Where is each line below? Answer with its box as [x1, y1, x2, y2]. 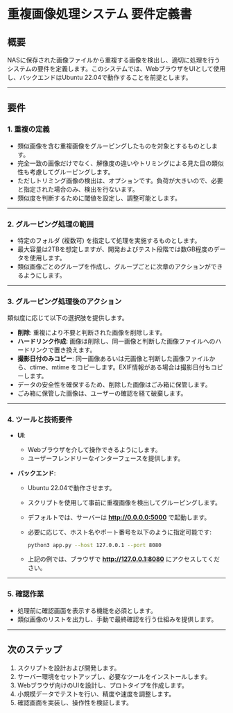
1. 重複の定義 [7, 124, 50, 134]
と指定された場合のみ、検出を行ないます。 [17, 185, 139, 193]
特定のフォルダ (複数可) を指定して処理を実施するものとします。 [17, 236, 201, 244]
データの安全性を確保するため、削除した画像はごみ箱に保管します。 [17, 380, 212, 389]
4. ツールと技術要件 [7, 414, 73, 424]
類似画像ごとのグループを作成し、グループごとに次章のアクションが [17, 262, 212, 271]
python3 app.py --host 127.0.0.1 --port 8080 [27, 542, 162, 548]
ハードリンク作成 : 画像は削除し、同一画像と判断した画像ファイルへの [17, 337, 216, 346]
